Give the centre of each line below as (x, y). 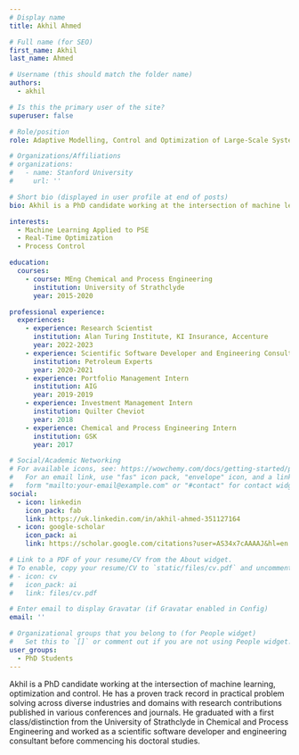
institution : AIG (65, 386)
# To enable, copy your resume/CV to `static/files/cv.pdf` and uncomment (151, 568)
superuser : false (41, 116)
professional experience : (57, 312)
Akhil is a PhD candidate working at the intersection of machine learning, (142, 684)
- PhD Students (45, 658)
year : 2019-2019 (63, 395)
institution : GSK (65, 436)
